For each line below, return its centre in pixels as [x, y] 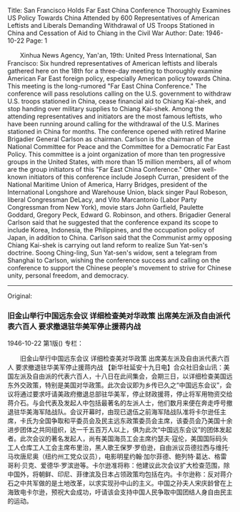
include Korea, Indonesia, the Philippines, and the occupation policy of [111, 230]
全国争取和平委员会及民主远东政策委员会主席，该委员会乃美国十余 [135, 421]
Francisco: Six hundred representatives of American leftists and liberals [112, 63]
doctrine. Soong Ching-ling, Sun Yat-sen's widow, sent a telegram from [112, 253]
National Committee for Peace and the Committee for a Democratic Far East [119, 147]
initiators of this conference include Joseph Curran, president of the [129, 177]
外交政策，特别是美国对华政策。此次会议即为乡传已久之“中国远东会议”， [120, 385]
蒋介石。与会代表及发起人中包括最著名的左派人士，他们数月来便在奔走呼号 [117, 403]
